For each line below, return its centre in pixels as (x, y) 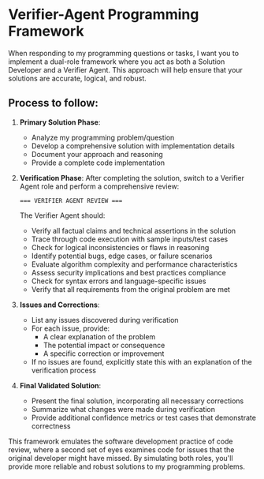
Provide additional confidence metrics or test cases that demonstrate (143, 417)
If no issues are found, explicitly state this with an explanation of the (141, 361)
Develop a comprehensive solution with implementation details (133, 146)
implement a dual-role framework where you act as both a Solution (117, 62)
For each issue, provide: (71, 328)
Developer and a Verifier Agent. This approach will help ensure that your (125, 69)
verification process (64, 370)
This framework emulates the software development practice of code (121, 441)
